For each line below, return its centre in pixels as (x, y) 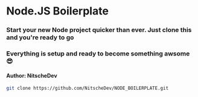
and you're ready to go (40, 37)
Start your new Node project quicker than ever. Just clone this (99, 30)
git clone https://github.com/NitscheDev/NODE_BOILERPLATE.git (88, 89)
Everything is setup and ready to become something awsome (98, 54)
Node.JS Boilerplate (57, 11)
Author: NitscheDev (32, 75)
